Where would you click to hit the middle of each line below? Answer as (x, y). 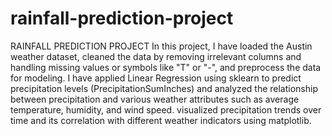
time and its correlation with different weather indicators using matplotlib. (161, 120)
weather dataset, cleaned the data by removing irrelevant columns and (156, 56)
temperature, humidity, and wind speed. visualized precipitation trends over (166, 109)
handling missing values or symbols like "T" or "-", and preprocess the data (166, 67)
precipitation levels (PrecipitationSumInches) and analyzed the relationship (164, 88)
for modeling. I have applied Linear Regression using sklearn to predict (156, 78)
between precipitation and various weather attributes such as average (155, 99)
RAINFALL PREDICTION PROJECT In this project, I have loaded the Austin (161, 46)
